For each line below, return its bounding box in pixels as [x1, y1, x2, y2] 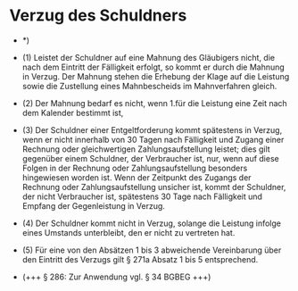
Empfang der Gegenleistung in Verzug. [21, 200, 165, 211]
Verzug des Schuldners [9, 5, 187, 26]
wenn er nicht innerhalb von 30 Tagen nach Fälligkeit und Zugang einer [21, 134, 285, 145]
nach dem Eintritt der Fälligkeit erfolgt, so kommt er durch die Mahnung [21, 62, 286, 72]
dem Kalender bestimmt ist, [21, 107, 124, 118]
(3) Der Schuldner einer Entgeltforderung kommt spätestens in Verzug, [21, 124, 283, 135]
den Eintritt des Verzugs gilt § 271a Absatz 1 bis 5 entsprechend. [21, 254, 259, 264]
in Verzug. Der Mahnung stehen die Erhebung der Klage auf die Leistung [21, 71, 290, 81]
